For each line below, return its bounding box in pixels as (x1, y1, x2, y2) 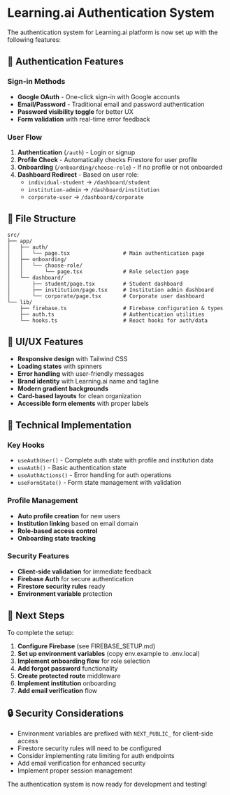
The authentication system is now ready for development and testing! (7, 780, 208, 789)
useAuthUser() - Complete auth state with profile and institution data (17, 456, 214, 465)
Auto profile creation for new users (17, 511, 121, 520)
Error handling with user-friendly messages (17, 369, 145, 378)
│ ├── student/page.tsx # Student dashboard (7, 280, 183, 287)
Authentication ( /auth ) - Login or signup (17, 148, 136, 156)
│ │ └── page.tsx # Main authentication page (7, 249, 205, 256)
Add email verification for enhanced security (17, 759, 146, 768)
